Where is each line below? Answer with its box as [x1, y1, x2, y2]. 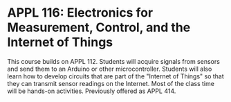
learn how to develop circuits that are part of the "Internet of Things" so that [7, 71, 225, 80]
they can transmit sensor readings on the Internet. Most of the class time [7, 79, 214, 87]
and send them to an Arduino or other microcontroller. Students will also [7, 65, 212, 73]
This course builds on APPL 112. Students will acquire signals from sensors [7, 57, 220, 65]
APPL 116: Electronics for [7, 5, 154, 21]
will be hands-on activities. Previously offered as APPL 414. [7, 87, 176, 95]
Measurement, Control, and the [7, 19, 191, 35]
